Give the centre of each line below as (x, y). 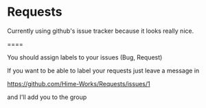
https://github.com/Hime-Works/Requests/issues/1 (79, 83)
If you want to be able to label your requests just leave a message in (103, 70)
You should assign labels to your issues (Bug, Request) (85, 57)
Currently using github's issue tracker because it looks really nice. (101, 31)
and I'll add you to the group (47, 97)
